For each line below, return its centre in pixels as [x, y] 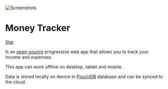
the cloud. [16, 82]
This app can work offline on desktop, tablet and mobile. [64, 67]
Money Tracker [38, 28]
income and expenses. [29, 57]
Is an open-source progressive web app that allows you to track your [77, 52]
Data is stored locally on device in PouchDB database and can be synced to [84, 76]
